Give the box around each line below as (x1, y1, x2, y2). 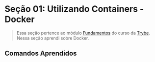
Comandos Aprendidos (4, 49, 77, 58)
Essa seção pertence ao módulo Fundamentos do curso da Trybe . (16, 30, 150, 36)
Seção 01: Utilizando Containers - (4, 3, 144, 15)
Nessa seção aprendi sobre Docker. (16, 35, 89, 41)
